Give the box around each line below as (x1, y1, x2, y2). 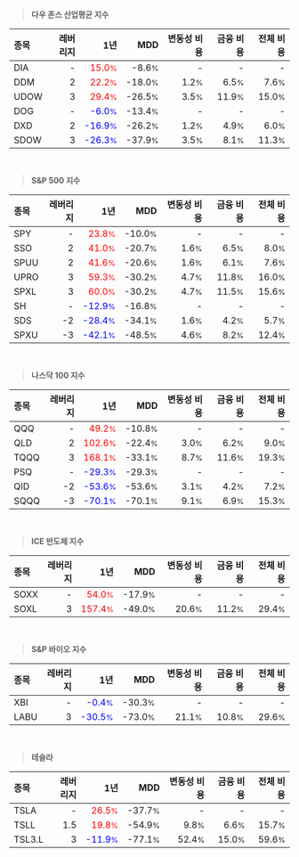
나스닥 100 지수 (30, 370, 85, 380)
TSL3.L (13, 833, 44, 845)
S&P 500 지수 (30, 175, 81, 185)
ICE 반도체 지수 (30, 536, 85, 546)
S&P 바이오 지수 (30, 644, 87, 654)
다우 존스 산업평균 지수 (30, 9, 109, 20)
